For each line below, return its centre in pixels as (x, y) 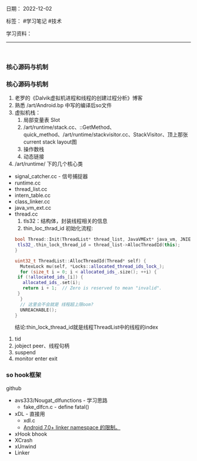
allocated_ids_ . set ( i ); (52, 283)
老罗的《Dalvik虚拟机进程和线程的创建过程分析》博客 (79, 98)
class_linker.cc (32, 202)
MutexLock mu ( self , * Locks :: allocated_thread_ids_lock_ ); (92, 266)
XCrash (23, 440)
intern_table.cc (33, 196)
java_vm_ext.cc (33, 208)
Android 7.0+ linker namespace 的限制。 (72, 427)
